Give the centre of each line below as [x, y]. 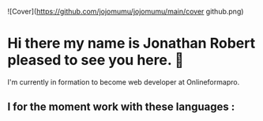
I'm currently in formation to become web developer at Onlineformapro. [124, 81]
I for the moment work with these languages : [121, 107]
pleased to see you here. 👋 [96, 60]
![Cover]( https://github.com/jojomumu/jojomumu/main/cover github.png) [126, 11]
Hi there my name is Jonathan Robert [131, 43]
